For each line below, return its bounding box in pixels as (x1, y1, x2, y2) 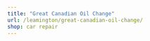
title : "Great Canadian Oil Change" (7, 10, 115, 17)
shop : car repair (7, 23, 58, 30)
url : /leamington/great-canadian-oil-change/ (7, 17, 143, 24)
